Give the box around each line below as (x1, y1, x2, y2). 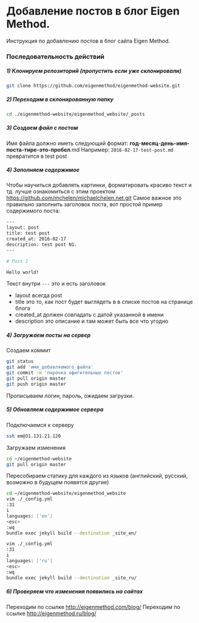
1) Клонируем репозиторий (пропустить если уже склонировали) (6, 67, 182, 75)
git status (6, 359, 34, 365)
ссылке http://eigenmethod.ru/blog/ (6, 610, 96, 617)
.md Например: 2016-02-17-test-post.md (70, 146, 174, 153)
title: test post (6, 231, 50, 237)
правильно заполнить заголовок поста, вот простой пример (6, 201, 163, 208)
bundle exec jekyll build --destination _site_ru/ (6, 574, 137, 581)
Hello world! (6, 269, 39, 275)
